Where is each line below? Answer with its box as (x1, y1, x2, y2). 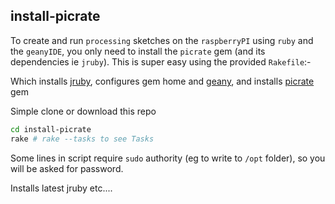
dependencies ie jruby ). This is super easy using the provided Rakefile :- (10, 55, 312, 68)
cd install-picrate (10, 124, 92, 134)
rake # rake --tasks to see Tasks (10, 134, 155, 144)
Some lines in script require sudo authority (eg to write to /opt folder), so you (10, 152, 326, 164)
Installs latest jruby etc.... (10, 182, 113, 194)
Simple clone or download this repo (10, 105, 157, 117)
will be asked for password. (10, 162, 124, 174)
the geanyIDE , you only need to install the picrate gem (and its (10, 45, 266, 57)
